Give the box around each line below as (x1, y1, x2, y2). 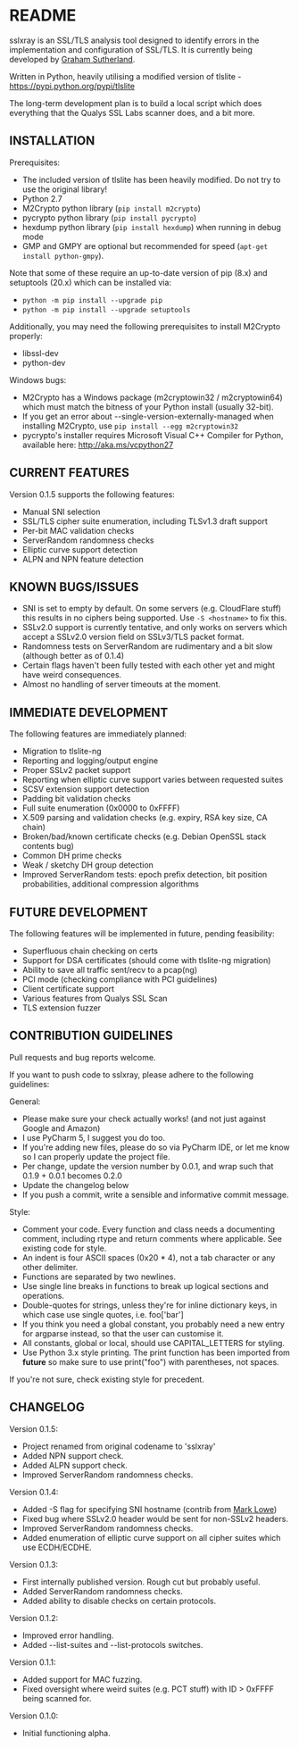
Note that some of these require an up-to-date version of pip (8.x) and (9, 267, 268, 278)
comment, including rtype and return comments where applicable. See (21, 1233, 283, 1244)
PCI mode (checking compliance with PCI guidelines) (21, 974, 218, 985)
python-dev (21, 357, 66, 368)
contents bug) (21, 841, 74, 852)
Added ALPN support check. (21, 1460, 128, 1470)
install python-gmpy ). (21, 250, 104, 261)
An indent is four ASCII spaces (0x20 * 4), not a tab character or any (21, 1252, 276, 1263)
